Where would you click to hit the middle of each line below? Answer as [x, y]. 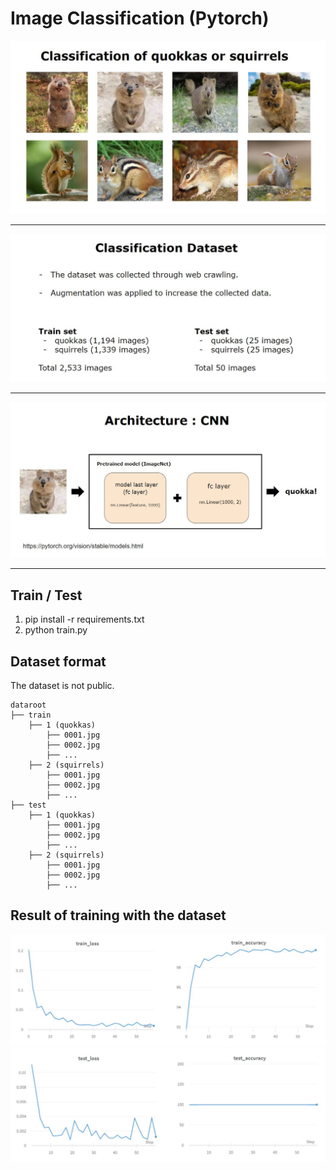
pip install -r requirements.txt [84, 619]
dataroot [28, 705]
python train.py [56, 630]
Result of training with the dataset [118, 915]
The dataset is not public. [62, 685]
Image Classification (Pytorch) [140, 18]
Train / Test [46, 595]
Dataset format [58, 661]
